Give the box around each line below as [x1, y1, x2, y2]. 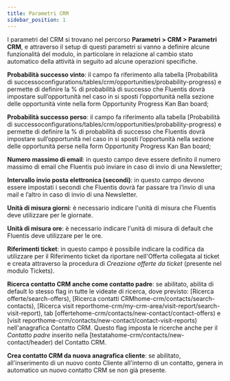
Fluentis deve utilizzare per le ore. [7, 231, 103, 240]
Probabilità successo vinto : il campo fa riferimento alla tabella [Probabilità [7, 70, 218, 79]
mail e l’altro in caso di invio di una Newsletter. [7, 190, 138, 199]
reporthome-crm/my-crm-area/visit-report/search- [75, 302, 220, 310]
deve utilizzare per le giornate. [7, 210, 93, 219]
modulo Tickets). [7, 267, 55, 275]
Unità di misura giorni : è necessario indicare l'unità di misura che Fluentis [7, 204, 216, 212]
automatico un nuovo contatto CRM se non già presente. [7, 366, 167, 374]
